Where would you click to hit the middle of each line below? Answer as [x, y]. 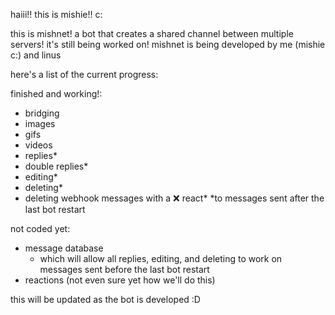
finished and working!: [56, 93]
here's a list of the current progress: [84, 74]
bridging [42, 113]
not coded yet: [40, 228]
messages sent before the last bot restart [124, 269]
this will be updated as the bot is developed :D [105, 299]
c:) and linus [36, 55]
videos [38, 145]
